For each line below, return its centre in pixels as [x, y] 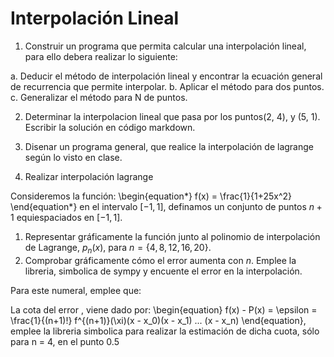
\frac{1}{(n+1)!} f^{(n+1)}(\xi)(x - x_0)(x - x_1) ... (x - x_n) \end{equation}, [158, 320]
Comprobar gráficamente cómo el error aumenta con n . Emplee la [160, 260]
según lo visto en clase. [73, 157]
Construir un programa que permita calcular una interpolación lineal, [165, 46]
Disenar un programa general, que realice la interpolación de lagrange [169, 146]
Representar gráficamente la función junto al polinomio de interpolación [172, 236]
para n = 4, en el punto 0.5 [65, 341]
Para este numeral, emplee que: [76, 290]
